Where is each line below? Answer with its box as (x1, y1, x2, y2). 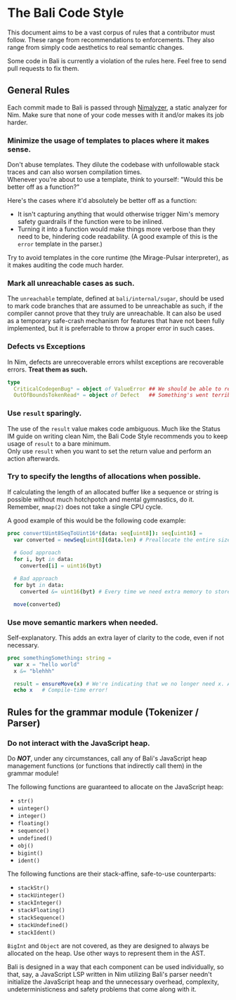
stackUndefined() (17, 921, 69, 928)
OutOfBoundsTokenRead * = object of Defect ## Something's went (13, 392, 209, 399)
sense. (7, 144, 32, 154)
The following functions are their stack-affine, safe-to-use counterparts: (7, 869, 216, 878)
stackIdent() (17, 929, 56, 936)
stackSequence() (17, 914, 65, 921)
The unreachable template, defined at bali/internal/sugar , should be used (7, 294, 225, 303)
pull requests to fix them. (7, 64, 79, 72)
